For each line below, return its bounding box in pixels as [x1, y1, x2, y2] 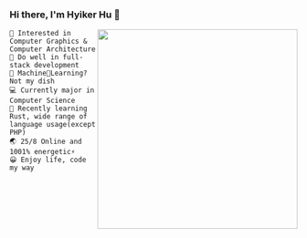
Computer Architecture [9, 45, 96, 54]
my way [9, 163, 35, 172]
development [33, 61, 79, 70]
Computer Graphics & [9, 36, 89, 47]
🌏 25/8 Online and [9, 137, 82, 147]
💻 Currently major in [9, 86, 95, 95]
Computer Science [9, 96, 76, 106]
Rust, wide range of [9, 112, 89, 121]
